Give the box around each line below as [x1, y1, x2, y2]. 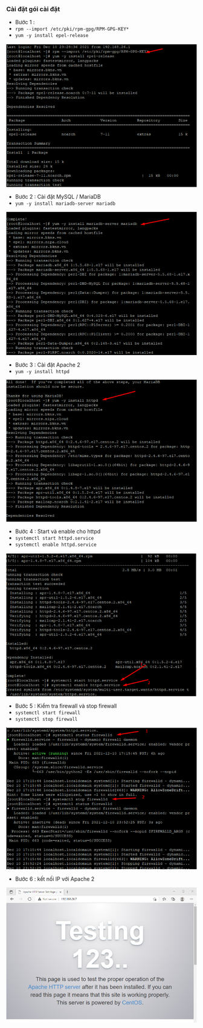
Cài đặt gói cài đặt [6, 5, 60, 13]
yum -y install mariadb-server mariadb [14, 201, 116, 207]
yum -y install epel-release [14, 33, 89, 39]
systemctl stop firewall [14, 717, 78, 723]
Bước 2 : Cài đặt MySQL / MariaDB [14, 193, 101, 201]
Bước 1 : [14, 19, 35, 26]
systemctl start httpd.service [14, 535, 94, 541]
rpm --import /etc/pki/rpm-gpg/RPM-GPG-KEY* [14, 26, 129, 32]
